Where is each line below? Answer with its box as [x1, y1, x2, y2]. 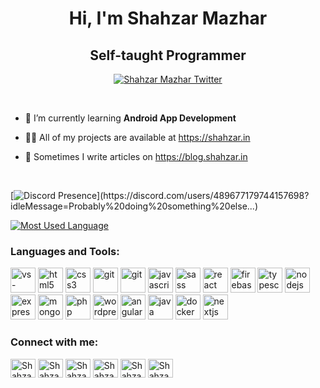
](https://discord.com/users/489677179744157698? [96, 190, 310, 201]
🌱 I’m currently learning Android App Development [24, 112, 237, 124]
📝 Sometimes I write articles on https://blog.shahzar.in [24, 151, 248, 162]
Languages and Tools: [10, 244, 120, 258]
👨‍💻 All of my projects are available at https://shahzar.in [24, 132, 251, 143]
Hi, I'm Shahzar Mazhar [68, 7, 268, 30]
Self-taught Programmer [89, 47, 247, 64]
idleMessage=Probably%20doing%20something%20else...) [10, 200, 259, 212]
